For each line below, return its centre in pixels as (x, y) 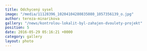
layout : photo (19, 41)
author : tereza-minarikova (32, 18)
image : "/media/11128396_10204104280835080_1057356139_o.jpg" (69, 14)
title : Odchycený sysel (29, 9)
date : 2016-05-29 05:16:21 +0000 (39, 32)
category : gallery (24, 37)
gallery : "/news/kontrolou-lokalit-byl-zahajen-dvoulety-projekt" (74, 23)
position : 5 (17, 28)
